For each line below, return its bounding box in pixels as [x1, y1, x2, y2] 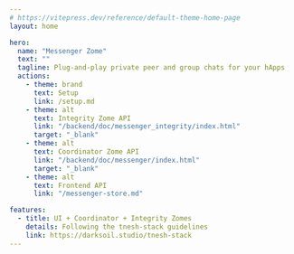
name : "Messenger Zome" [17, 46, 107, 55]
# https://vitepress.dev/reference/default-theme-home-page [9, 13, 242, 23]
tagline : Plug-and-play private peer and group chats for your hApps [17, 63, 285, 72]
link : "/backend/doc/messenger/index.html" [33, 155, 201, 165]
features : [9, 205, 47, 215]
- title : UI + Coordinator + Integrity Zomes [17, 214, 193, 223]
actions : [17, 71, 51, 81]
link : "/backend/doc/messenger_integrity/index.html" [33, 122, 242, 131]
